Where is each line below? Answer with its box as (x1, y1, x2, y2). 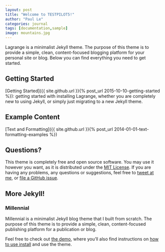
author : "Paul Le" (5, 16, 43, 21)
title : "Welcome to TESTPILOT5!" (5, 12, 75, 17)
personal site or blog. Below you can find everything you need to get (5, 55, 146, 60)
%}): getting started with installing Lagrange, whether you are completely (5, 93, 156, 99)
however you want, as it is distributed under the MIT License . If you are (5, 164, 151, 170)
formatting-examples (5, 131, 48, 137)
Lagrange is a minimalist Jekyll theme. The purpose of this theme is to (5, 44, 150, 50)
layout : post (5, 7, 32, 12)
